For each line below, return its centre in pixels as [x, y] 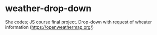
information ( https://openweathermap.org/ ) [49, 27]
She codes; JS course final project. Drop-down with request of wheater [78, 22]
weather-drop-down [48, 9]
